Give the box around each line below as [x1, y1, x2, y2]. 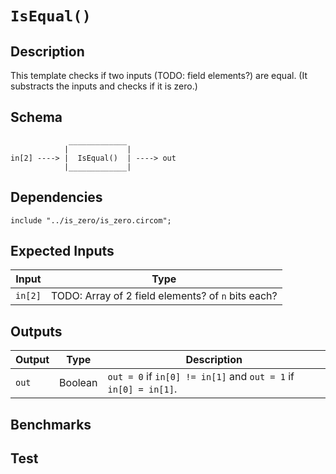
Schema [10, 109, 63, 126]
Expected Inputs [10, 243, 115, 260]
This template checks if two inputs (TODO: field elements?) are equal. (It [10, 70, 308, 81]
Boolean [59, 376, 98, 390]
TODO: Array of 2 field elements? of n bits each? [50, 289, 278, 303]
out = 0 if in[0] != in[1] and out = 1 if [107, 370, 295, 384]
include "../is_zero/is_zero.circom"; [10, 215, 172, 226]
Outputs [10, 323, 63, 340]
